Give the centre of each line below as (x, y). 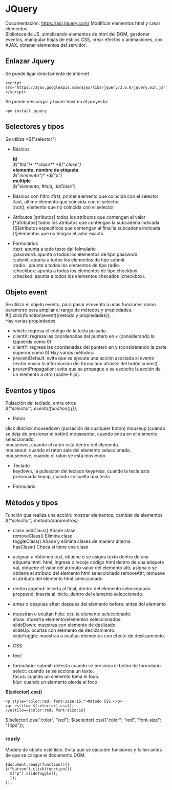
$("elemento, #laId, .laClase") (44, 186)
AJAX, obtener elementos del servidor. (46, 45)
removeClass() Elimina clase (42, 536)
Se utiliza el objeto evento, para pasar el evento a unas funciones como (81, 305)
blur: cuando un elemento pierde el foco (55, 682)
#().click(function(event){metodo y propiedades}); (58, 315)
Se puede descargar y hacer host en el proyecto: (57, 101)
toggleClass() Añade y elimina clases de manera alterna (71, 541)
